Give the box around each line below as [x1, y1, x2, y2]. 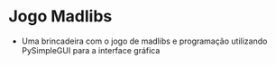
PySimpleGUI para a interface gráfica [21, 45, 161, 55]
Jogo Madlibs [8, 6, 113, 27]
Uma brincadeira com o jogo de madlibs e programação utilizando [21, 36, 268, 46]
